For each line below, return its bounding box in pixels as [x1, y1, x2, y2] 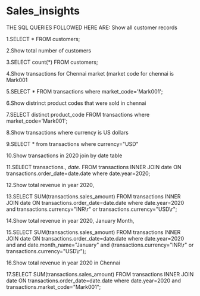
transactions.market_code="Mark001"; [6, 283, 101, 290]
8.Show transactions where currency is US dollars [6, 129, 129, 136]
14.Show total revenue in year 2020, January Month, [6, 217, 135, 224]
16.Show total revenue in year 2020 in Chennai [6, 259, 121, 266]
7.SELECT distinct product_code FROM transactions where [6, 111, 150, 118]
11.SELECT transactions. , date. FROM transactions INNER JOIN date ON [6, 163, 182, 170]
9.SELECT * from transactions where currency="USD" [6, 140, 139, 147]
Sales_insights [6, 4, 80, 18]
